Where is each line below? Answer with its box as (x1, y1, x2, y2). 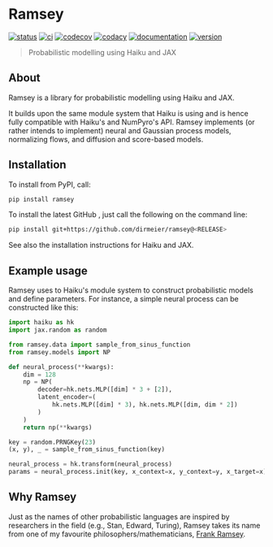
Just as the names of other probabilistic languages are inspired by (8, 511, 230, 521)
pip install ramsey (8, 195, 75, 203)
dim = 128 (23, 371, 57, 379)
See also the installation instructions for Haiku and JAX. (8, 241, 194, 250)
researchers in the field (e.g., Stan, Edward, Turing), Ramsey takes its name (8, 520, 261, 530)
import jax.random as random (8, 326, 107, 334)
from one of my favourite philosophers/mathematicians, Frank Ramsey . (8, 529, 246, 539)
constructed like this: (8, 302, 79, 313)
